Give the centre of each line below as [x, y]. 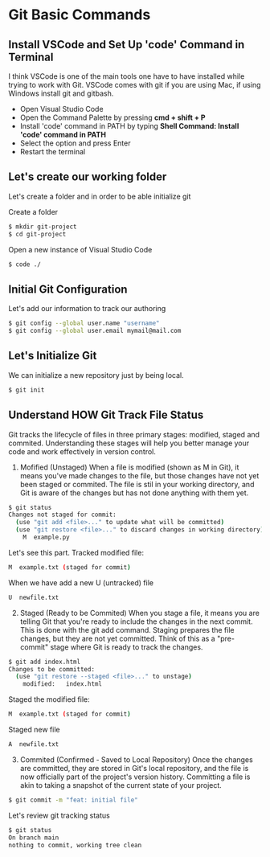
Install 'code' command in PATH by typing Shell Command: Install [129, 126]
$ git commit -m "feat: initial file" [73, 800]
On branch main [34, 838]
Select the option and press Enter [75, 143]
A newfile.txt [34, 744]
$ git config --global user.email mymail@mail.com [95, 331]
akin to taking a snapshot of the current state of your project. [121, 785]
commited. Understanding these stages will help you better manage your [129, 443]
